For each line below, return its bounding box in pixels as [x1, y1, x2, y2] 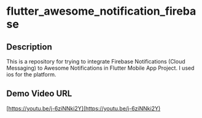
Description [6, 42, 52, 52]
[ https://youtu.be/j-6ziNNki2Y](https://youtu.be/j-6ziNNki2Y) [6, 105, 161, 112]
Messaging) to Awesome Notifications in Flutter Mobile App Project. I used [6, 64, 195, 72]
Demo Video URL [6, 89, 72, 99]
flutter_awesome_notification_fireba [6, 4, 196, 18]
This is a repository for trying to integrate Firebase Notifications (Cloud [6, 58, 185, 65]
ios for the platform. [6, 71, 56, 78]
